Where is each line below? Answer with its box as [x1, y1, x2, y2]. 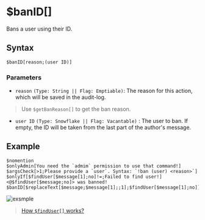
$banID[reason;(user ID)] [6, 59, 72, 65]
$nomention [6, 158, 34, 164]
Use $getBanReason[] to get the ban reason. [21, 106, 131, 113]
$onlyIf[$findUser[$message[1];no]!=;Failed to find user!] [6, 174, 163, 180]
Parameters [6, 73, 41, 81]
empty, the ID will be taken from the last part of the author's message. [15, 124, 192, 131]
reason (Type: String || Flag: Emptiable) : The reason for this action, [15, 87, 193, 95]
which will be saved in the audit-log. [15, 94, 106, 101]
